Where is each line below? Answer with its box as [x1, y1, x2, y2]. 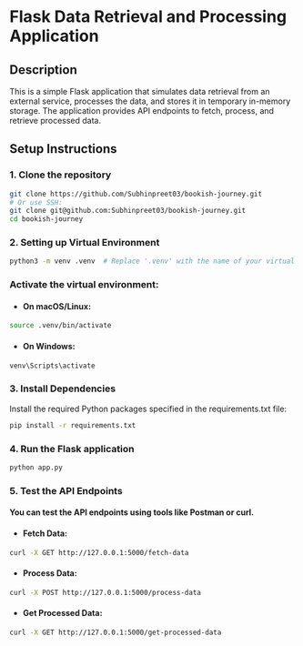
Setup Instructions [9, 141, 117, 156]
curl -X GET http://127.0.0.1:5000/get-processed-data [9, 628, 222, 637]
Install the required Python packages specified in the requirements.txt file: [9, 403, 288, 414]
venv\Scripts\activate [9, 361, 96, 370]
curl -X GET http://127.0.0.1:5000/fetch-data [9, 548, 189, 557]
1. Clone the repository [9, 168, 112, 181]
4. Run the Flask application [9, 442, 135, 455]
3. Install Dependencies [9, 382, 116, 395]
